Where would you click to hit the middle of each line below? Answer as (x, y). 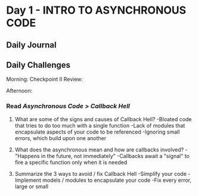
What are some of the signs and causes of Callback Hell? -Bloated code (103, 119)
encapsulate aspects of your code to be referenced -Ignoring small (97, 132)
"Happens (27, 156)
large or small (32, 186)
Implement (28, 180)
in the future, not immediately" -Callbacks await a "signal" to (115, 156)
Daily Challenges (38, 65)
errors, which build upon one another (61, 138)
